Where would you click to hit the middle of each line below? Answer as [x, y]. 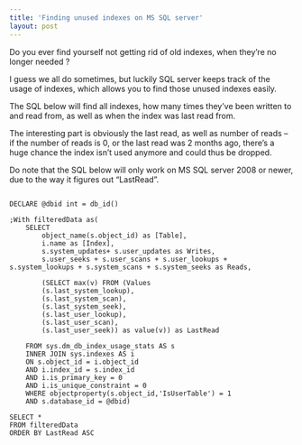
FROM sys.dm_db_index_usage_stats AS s [101, 346]
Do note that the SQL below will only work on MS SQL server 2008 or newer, [151, 170]
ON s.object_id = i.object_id [82, 362]
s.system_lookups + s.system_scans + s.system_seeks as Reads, [131, 267]
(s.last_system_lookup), [88, 291]
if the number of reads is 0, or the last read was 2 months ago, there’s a [142, 143]
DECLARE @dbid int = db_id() [64, 204]
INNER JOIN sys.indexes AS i [80, 354]
